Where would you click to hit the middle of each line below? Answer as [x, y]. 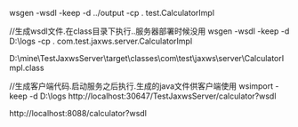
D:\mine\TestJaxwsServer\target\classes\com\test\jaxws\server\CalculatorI [147, 58]
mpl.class [27, 67]
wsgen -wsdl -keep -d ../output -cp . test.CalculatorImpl [112, 13]
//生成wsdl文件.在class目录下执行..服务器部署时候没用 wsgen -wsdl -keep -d [149, 31]
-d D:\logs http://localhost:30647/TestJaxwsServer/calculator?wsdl [153, 96]
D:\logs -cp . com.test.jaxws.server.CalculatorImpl [101, 41]
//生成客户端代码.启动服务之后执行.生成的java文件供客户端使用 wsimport [141, 86]
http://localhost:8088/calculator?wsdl [78, 113]
